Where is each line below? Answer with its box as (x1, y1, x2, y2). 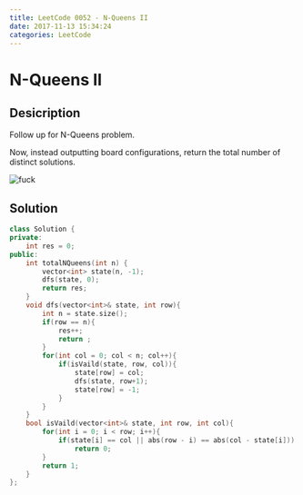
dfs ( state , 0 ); (42, 275, 100, 284)
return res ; (42, 283, 88, 293)
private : (9, 233, 43, 243)
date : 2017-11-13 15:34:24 (9, 22, 112, 31)
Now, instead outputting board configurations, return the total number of (9, 147, 281, 158)
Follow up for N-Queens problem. (9, 129, 135, 141)
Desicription (9, 105, 81, 121)
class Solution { (9, 224, 76, 234)
